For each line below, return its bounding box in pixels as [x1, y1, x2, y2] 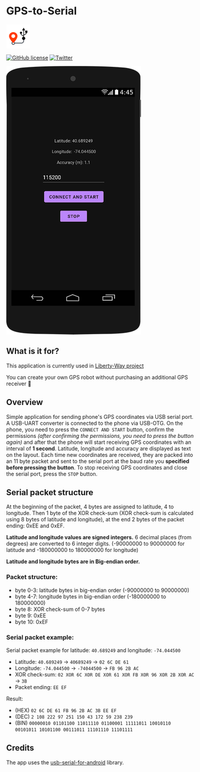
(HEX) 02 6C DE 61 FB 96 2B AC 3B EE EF [14, 706, 117, 714]
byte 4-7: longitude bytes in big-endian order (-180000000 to [14, 592, 167, 600]
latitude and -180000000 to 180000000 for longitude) [6, 546, 139, 554]
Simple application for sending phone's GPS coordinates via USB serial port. [6, 413, 194, 420]
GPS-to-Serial [6, 4, 77, 18]
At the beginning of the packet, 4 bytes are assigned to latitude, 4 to [6, 503, 174, 511]
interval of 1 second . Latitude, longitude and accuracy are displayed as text [6, 444, 191, 452]
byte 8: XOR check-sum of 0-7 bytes [14, 606, 106, 613]
